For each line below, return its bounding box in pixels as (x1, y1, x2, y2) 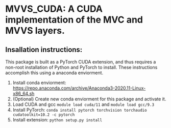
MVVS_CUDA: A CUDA (5, 3, 103, 15)
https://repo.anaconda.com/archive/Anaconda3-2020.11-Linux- (12, 85, 146, 91)
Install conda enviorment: (12, 80, 66, 86)
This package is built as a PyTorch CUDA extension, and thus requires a (5, 59, 156, 65)
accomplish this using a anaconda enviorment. (5, 70, 104, 76)
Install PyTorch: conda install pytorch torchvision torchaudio (12, 107, 147, 113)
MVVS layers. (5, 25, 65, 36)
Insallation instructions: (5, 45, 83, 54)
